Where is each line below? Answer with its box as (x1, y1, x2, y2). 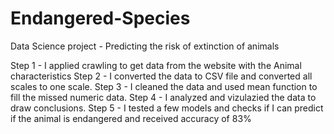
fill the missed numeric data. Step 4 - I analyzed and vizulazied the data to (10, 91, 317, 103)
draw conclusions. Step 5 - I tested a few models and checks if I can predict (10, 102, 324, 114)
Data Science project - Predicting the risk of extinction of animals (10, 40, 280, 52)
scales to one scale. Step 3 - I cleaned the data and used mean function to (10, 80, 318, 92)
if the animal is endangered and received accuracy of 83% (10, 112, 252, 124)
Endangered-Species (10, 7, 191, 30)
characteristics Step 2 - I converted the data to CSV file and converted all (10, 70, 313, 82)
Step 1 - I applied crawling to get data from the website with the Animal (10, 59, 302, 71)
